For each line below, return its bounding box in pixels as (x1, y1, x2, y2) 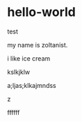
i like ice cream (7, 54, 51, 63)
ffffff (7, 108, 20, 116)
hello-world (7, 4, 76, 20)
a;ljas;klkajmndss (7, 81, 57, 89)
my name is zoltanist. (7, 40, 68, 49)
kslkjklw (7, 68, 31, 76)
